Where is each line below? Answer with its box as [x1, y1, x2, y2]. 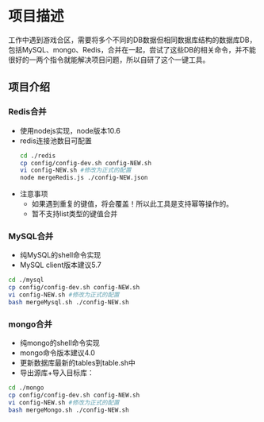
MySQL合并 [8, 231, 54, 242]
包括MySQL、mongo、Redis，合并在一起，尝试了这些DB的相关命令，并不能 [8, 45, 256, 54]
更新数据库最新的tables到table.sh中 [19, 358, 136, 368]
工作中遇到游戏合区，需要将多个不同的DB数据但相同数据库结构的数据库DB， [8, 35, 257, 45]
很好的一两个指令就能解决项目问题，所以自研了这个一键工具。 [8, 55, 210, 64]
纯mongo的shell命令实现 [19, 339, 101, 348]
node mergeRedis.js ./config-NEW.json [19, 174, 148, 182]
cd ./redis [19, 152, 56, 160]
